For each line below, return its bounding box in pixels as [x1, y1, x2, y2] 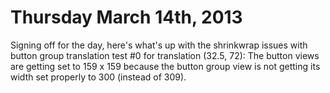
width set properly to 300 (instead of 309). [10, 71, 187, 83]
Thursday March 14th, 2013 [10, 6, 243, 29]
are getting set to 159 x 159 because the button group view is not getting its [10, 60, 321, 72]
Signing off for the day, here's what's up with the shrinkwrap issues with [10, 39, 308, 51]
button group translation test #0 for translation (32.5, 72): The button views [10, 49, 320, 61]
